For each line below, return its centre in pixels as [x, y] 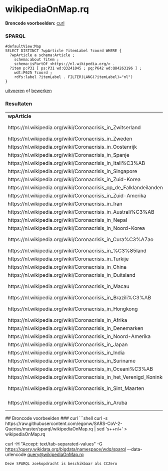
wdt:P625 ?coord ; [33, 73]
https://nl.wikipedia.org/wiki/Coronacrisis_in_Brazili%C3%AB [79, 297]
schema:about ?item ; [36, 60]
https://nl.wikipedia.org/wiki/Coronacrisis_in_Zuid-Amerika [77, 195]
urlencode [16, 454]
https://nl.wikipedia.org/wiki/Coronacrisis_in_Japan [68, 344]
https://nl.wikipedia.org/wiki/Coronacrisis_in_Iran [65, 204]
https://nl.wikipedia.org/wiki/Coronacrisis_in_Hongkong [73, 309]
